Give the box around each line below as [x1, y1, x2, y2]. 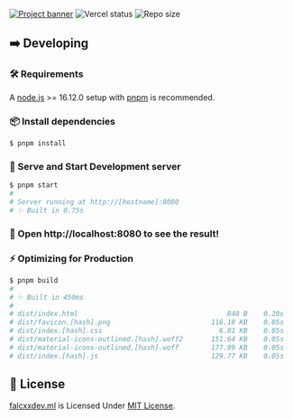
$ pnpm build [9, 275, 59, 284]
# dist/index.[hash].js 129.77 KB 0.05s [9, 351, 284, 360]
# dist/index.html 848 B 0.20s [9, 310, 284, 319]
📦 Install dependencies [9, 115, 115, 127]
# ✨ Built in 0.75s [9, 206, 84, 215]
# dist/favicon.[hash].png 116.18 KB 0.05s [9, 318, 284, 327]
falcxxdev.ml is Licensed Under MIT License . [9, 400, 176, 411]
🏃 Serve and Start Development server [9, 160, 181, 172]
